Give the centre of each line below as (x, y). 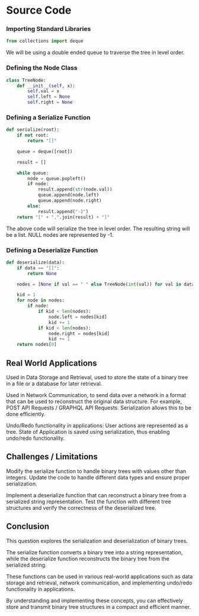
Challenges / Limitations (52, 457)
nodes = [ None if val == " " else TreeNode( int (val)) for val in (99, 284)
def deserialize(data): (36, 262)
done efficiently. (26, 414)
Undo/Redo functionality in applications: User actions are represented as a (97, 426)
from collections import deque (45, 41)
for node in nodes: (41, 300)
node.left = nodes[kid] (78, 317)
